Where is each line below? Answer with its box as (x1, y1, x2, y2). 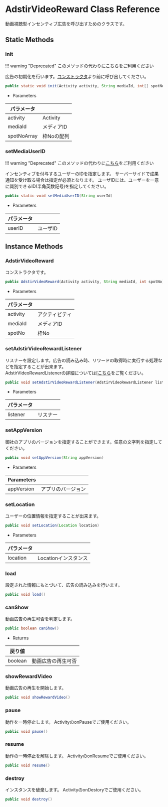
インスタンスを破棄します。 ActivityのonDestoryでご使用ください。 (5, 786, 144, 792)
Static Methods (5, 36, 54, 44)
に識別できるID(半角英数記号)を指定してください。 (5, 183, 109, 189)
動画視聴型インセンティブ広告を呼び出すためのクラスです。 (5, 21, 127, 27)
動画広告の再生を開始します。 (5, 685, 66, 691)
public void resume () (5, 763, 50, 768)
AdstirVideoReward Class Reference (5, 4, 160, 15)
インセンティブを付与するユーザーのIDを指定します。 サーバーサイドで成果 (5, 171, 159, 177)
